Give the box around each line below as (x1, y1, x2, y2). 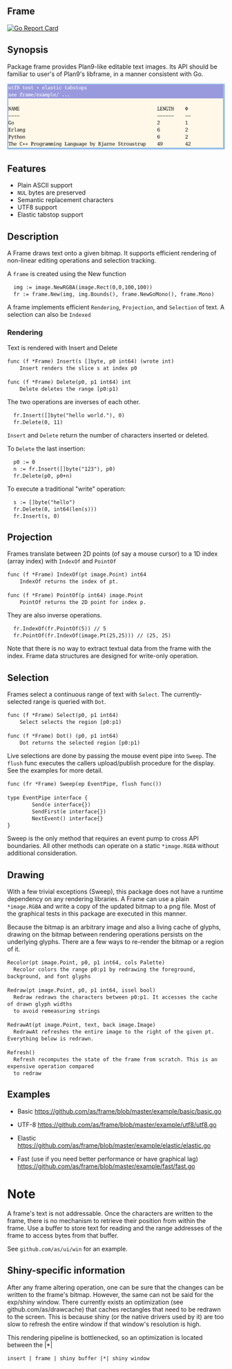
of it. (7, 945, 21, 953)
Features (7, 163, 46, 175)
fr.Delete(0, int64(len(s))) (13, 505, 97, 513)
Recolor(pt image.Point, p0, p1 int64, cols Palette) (7, 959, 166, 966)
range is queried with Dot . (33, 698, 106, 706)
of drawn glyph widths (7, 1000, 72, 1008)
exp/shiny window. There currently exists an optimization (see (7, 1298, 184, 1306)
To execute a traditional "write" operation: (7, 484, 126, 493)
